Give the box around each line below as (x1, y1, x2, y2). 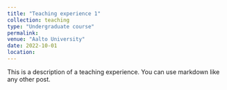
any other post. (7, 75, 51, 83)
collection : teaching (7, 17, 70, 24)
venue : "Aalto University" (7, 36, 85, 43)
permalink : (7, 29, 39, 37)
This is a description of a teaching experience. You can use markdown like (7, 67, 220, 76)
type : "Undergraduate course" (7, 23, 95, 30)
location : (7, 49, 36, 56)
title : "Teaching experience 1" (7, 10, 101, 17)
